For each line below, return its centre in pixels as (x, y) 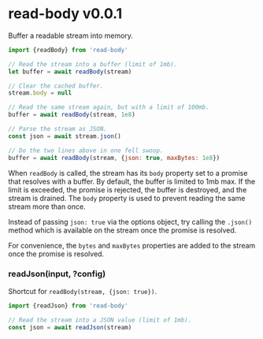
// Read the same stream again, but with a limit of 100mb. (109, 107)
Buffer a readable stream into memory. (71, 35)
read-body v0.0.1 (65, 14)
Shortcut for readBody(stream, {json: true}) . (83, 291)
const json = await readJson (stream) (70, 327)
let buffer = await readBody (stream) (70, 72)
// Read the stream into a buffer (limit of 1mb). (93, 64)
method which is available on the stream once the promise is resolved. (122, 230)
